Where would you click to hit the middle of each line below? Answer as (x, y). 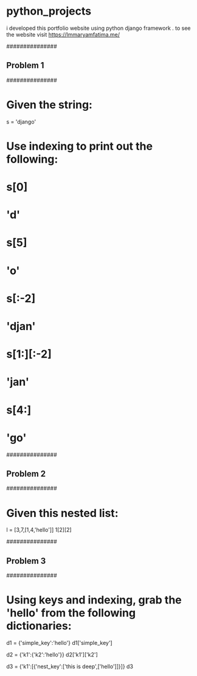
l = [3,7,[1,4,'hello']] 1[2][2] (39, 530)
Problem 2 (26, 474)
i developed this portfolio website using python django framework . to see (98, 28)
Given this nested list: (62, 513)
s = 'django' (21, 121)
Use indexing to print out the (80, 146)
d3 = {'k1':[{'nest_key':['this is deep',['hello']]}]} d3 (70, 666)
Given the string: (50, 104)
